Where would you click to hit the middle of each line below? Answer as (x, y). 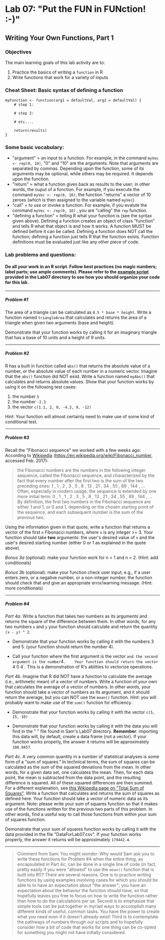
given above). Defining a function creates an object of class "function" (83, 221)
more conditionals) (24, 588)
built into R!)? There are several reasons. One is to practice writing (84, 875)
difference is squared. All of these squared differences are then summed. (79, 783)
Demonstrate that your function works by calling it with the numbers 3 (83, 642)
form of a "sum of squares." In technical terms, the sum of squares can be (80, 762)
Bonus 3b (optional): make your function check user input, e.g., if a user (78, 572)
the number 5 (26, 396)
